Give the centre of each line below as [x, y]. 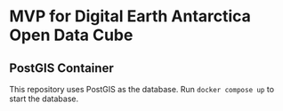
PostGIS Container [61, 68]
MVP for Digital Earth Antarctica [130, 16]
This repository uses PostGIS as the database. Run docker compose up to [141, 89]
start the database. [44, 99]
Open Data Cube [71, 35]
